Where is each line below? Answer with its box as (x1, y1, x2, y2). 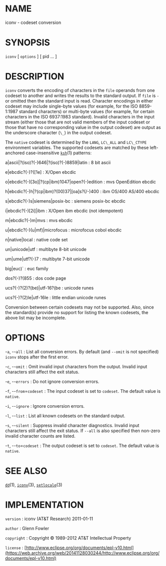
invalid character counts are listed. (5, 433, 76, 439)
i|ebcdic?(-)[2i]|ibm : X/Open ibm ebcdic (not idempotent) (5, 208, 123, 214)
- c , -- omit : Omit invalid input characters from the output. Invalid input (5, 363, 148, 369)
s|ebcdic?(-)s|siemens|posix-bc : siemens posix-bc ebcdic (5, 198, 125, 204)
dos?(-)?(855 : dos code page (5, 275, 66, 281)
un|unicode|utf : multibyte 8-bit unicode (5, 246, 87, 252)
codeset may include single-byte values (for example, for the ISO (5, 103, 138, 109)
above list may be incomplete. (5, 315, 66, 321)
